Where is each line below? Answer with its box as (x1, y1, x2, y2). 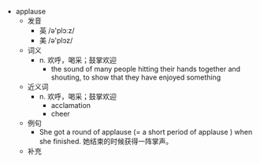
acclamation (50, 101, 91, 109)
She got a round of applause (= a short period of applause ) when (39, 128, 253, 136)
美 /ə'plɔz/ (39, 35, 73, 45)
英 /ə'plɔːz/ (39, 26, 75, 35)
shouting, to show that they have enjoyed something (50, 72, 221, 82)
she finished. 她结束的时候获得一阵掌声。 (39, 137, 173, 146)
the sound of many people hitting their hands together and (50, 65, 241, 73)
